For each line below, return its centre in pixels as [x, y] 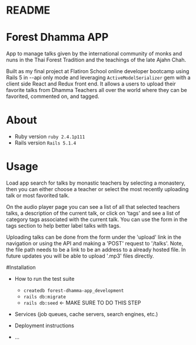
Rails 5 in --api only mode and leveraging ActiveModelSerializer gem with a [98, 78]
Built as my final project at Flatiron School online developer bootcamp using [98, 71]
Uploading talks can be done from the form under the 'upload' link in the [94, 237]
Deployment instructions [44, 326]
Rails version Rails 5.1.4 [45, 143]
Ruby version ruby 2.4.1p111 [50, 137]
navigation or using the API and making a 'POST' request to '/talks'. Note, [95, 243]
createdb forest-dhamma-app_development [74, 291]
